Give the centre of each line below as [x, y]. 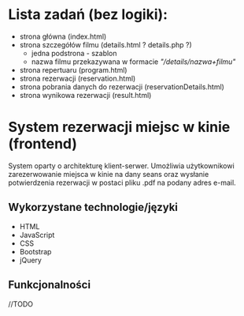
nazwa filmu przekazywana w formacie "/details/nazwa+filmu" [133, 62]
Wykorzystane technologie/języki [93, 207]
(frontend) [43, 144]
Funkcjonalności [50, 285]
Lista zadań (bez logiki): [88, 15]
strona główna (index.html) [63, 36]
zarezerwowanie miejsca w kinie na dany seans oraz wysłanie [109, 174]
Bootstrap [35, 251]
